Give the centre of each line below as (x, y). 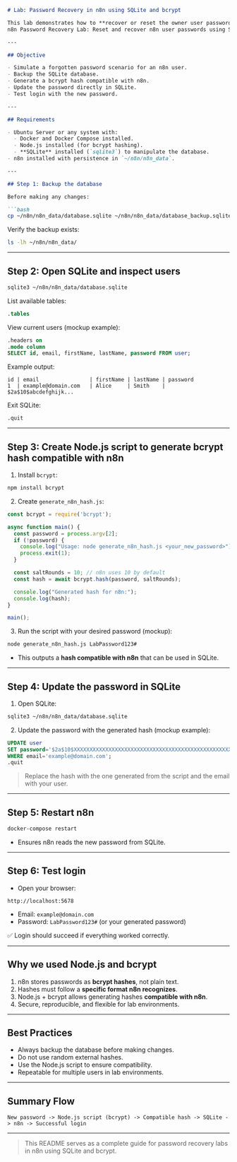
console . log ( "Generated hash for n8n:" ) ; (75, 592)
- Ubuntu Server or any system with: (63, 132)
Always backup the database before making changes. (96, 1050)
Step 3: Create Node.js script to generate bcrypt (115, 447)
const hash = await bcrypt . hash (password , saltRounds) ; (97, 579)
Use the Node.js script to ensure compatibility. (85, 1065)
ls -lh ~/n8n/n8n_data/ (42, 243)
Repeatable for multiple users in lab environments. (91, 1072)
